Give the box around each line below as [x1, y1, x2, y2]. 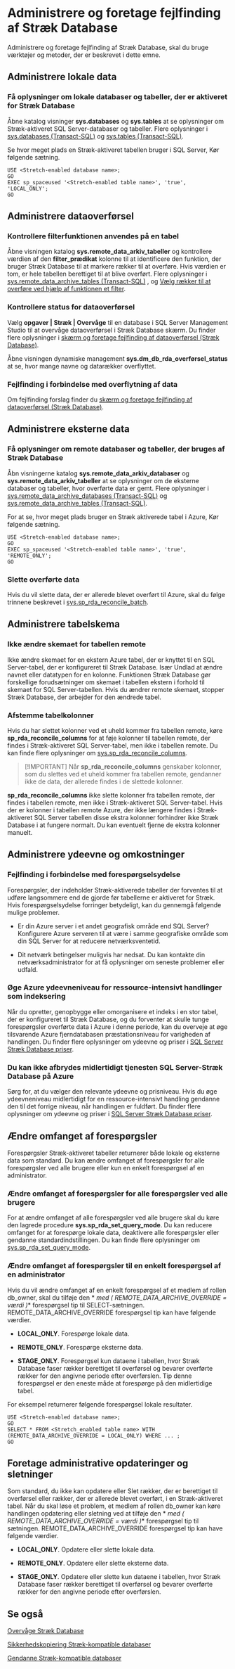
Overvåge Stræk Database [7, 1627, 84, 1635]
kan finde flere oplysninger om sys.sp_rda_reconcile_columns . [7, 748, 188, 757]
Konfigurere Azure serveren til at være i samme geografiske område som [17, 929, 229, 938]
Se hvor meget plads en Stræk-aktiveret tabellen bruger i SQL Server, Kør [7, 146, 220, 154]
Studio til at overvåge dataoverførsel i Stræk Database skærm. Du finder [7, 326, 216, 334]
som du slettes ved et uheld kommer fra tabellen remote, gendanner [24, 769, 222, 778]
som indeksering [7, 992, 66, 1002]
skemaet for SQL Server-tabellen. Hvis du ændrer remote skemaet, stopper [7, 685, 224, 693]
